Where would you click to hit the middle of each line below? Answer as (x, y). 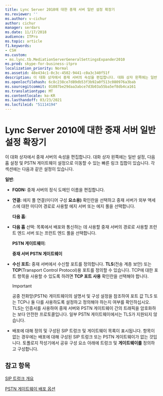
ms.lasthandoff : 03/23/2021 (34, 100)
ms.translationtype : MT (29, 91)
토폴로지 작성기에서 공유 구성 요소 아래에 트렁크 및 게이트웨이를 (82, 343)
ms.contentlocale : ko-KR (30, 95)
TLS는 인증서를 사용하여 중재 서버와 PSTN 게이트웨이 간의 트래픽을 (76, 308)
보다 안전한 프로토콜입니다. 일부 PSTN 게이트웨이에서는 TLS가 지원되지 (85, 314)
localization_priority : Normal (37, 69)
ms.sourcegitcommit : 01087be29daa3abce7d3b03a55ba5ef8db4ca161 (71, 86)
